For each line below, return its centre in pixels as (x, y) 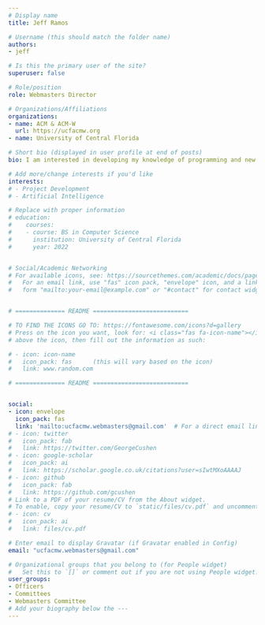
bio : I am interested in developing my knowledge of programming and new (132, 160)
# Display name (33, 15)
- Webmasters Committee (47, 601)
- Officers (26, 587)
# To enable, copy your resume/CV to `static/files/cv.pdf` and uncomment (134, 507)
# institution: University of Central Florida (95, 240)
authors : (22, 44)
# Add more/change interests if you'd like (81, 174)
